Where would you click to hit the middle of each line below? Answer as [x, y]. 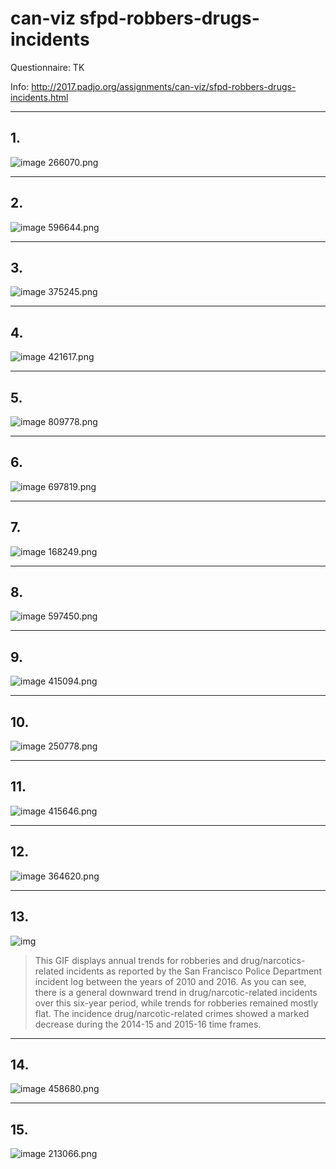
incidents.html [39, 97]
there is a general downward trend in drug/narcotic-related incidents [176, 992]
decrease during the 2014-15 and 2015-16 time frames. [148, 1024]
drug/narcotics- [273, 960]
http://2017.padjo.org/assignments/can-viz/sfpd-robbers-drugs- [164, 86]
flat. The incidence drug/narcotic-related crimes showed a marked [172, 1013]
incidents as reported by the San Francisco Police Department [194, 971]
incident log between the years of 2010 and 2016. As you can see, [170, 981]
